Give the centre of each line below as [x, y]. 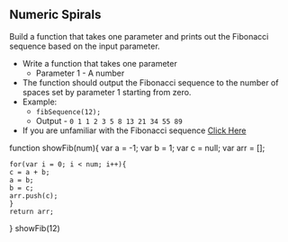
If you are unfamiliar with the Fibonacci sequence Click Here [134, 130]
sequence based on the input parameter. [85, 46]
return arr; [31, 211]
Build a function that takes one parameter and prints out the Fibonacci [139, 36]
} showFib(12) [35, 228]
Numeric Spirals [55, 15]
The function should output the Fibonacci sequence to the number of [150, 82]
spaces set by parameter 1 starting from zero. [107, 92]
